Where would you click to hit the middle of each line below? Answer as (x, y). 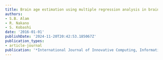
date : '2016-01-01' (25, 32)
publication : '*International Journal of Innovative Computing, (71, 50)
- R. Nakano (17, 23)
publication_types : (25, 41)
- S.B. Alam (17, 18)
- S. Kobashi (18, 28)
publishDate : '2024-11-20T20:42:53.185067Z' (51, 37)
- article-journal (24, 45)
